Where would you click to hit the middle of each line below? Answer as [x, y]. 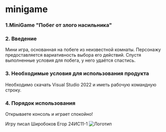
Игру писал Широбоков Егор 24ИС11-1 [47, 124]
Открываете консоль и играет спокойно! [49, 114]
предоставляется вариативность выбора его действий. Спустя [73, 55]
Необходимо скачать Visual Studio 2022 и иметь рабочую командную [81, 84]
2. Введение [21, 39]
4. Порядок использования [40, 103]
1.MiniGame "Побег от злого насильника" [59, 25]
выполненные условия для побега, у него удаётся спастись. [70, 60]
